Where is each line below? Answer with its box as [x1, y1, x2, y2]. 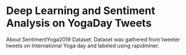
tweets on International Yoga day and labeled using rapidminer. [6, 42, 159, 49]
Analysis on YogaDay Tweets [6, 16, 152, 30]
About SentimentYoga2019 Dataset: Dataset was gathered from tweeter [6, 36, 180, 43]
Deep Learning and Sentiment [6, 4, 155, 18]
